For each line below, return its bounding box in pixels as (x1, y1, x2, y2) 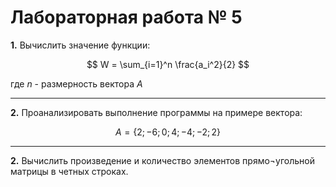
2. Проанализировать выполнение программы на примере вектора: (10, 106, 303, 118)
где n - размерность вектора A (10, 77, 143, 90)
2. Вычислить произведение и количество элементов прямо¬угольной (10, 154, 316, 166)
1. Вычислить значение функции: (10, 39, 151, 51)
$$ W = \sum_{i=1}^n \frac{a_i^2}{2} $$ (86, 58, 250, 70)
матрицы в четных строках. (10, 165, 129, 177)
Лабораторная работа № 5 (10, 6, 243, 29)
